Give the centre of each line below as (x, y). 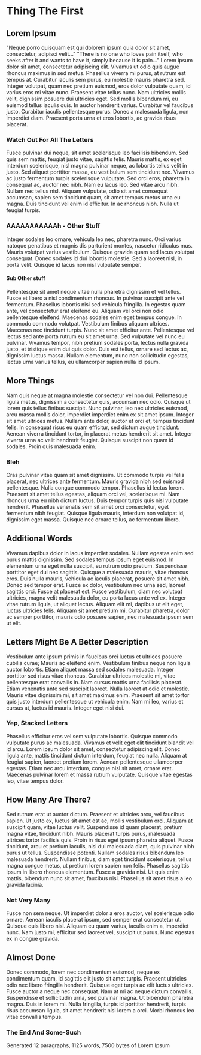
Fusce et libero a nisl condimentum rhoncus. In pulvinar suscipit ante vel (95, 298)
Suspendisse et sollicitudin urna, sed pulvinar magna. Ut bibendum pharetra (100, 997)
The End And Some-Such (44, 1032)
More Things (31, 381)
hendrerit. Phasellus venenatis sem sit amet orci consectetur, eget (88, 506)
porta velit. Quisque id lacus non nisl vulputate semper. (74, 264)
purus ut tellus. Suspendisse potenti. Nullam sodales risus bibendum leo (95, 853)
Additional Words (39, 539)
